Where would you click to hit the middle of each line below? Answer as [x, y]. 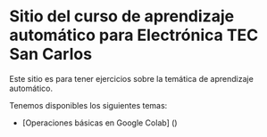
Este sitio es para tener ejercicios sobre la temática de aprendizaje [132, 78]
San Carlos [50, 54]
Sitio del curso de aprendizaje [122, 16]
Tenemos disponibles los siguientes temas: [88, 105]
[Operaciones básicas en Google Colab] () [100, 123]
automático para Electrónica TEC [134, 35]
